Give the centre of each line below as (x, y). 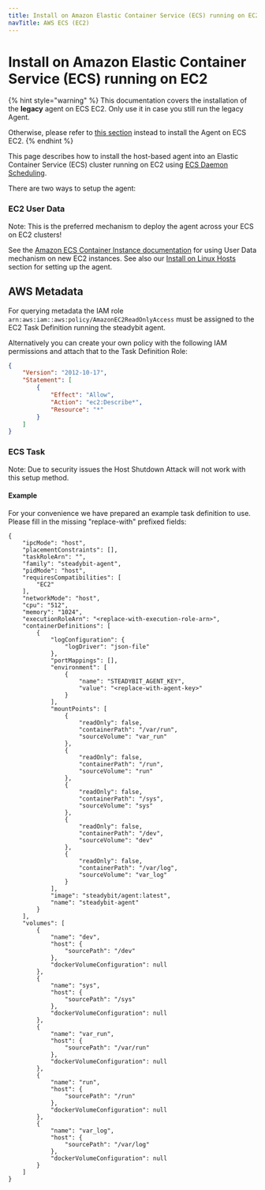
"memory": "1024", (52, 612)
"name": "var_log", (82, 1131)
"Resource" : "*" (77, 409)
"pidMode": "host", (54, 571)
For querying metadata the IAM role (66, 311)
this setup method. (39, 477)
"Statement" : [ (47, 380)
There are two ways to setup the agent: (72, 188)
